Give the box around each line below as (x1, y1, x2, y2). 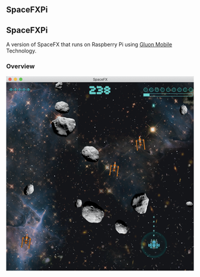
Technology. (6, 47, 37, 54)
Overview (6, 62, 35, 70)
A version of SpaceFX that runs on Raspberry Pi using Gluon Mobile (6, 41, 173, 48)
